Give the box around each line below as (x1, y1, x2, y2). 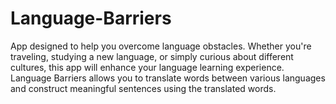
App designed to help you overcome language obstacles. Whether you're (10, 40, 312, 52)
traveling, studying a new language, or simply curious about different (10, 50, 294, 62)
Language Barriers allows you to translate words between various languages (10, 72, 326, 84)
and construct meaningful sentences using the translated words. (10, 82, 277, 94)
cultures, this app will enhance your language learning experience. (10, 61, 285, 73)
